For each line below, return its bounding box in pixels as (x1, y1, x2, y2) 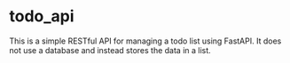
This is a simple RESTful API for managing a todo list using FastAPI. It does (9, 35, 282, 46)
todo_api (9, 6, 74, 27)
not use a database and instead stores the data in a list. (9, 44, 211, 55)
